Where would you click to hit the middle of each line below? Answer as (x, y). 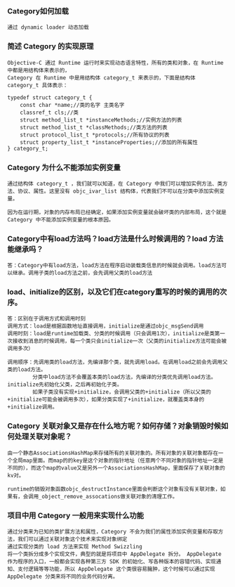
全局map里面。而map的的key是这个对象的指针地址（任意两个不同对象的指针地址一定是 (118, 460)
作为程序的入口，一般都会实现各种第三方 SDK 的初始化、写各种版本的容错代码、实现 (112, 562)
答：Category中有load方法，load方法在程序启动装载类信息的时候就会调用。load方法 (115, 266)
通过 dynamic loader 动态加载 (48, 27)
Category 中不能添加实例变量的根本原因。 (61, 219)
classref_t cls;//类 (49, 112)
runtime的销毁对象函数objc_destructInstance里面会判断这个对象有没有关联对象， (114, 489)
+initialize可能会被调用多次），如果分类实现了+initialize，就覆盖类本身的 (106, 400)
